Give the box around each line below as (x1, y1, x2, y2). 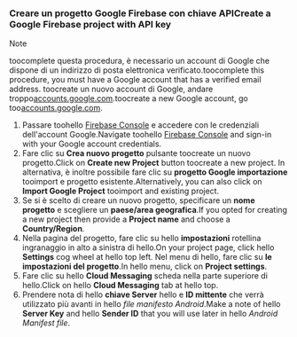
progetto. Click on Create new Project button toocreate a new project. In (21, 158, 285, 168)
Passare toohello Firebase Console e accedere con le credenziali (21, 120, 260, 130)
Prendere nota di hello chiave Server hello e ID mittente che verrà (21, 289, 264, 300)
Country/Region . (21, 223, 85, 234)
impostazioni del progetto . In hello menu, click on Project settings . (21, 261, 268, 272)
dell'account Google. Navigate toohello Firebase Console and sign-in (21, 129, 272, 140)
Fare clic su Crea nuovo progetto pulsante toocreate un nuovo (21, 148, 251, 159)
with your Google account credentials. (21, 138, 162, 149)
